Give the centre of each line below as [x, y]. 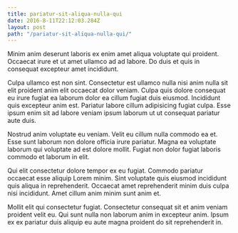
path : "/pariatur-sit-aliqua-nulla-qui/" [70, 34]
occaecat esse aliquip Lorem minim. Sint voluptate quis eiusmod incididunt [117, 178]
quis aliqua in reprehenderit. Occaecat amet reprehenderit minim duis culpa [118, 186]
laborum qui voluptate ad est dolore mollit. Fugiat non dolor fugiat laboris [114, 149]
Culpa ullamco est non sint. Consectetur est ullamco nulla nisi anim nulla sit [118, 83]
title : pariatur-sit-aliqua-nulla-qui [65, 14]
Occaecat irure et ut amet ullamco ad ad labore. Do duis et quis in [104, 62]
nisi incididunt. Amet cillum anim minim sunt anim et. [84, 193]
